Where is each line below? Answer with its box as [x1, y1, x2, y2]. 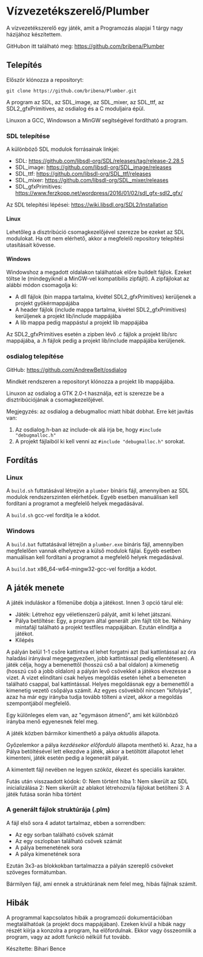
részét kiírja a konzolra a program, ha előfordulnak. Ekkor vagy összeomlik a [6, 927, 197, 934]
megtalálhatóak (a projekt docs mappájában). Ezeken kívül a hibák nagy [6, 920, 186, 927]
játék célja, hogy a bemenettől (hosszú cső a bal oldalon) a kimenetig [6, 661, 179, 668]
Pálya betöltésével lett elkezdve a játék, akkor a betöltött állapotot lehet [6, 747, 184, 755]
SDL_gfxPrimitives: [15, 183, 62, 190]
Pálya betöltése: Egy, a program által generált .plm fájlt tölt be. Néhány [15, 617, 191, 624]
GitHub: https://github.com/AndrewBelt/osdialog [6, 366, 127, 373]
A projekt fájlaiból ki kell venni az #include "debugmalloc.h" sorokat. [15, 437, 185, 445]
